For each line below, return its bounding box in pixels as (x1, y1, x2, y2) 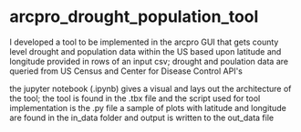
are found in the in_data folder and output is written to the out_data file (9, 112, 275, 123)
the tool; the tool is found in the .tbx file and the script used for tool (9, 93, 261, 104)
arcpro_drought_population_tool (9, 6, 259, 27)
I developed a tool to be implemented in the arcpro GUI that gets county (9, 36, 279, 47)
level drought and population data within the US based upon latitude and (9, 46, 282, 56)
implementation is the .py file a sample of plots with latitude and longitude (9, 102, 287, 113)
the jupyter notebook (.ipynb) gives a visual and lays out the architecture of (9, 83, 292, 94)
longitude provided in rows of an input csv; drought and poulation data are (9, 56, 289, 66)
